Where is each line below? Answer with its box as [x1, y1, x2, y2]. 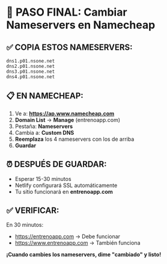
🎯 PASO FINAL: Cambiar [6, 5, 127, 19]
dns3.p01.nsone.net [6, 69, 55, 75]
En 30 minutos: [6, 221, 44, 229]
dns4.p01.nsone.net [6, 74, 55, 80]
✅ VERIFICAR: [6, 206, 59, 216]
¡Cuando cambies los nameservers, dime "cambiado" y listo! [6, 251, 162, 258]
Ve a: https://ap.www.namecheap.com [14, 109, 115, 117]
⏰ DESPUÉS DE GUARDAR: [6, 159, 107, 170]
